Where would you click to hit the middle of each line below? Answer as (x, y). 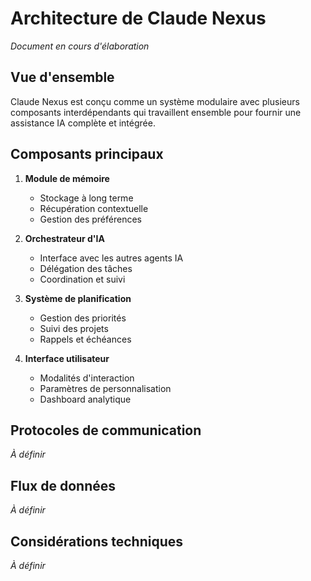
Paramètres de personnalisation (105, 388)
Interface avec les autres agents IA (111, 258)
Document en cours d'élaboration (80, 46)
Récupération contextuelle (94, 208)
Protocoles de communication (106, 430)
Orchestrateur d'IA (64, 238)
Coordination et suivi (82, 279)
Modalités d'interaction (87, 378)
